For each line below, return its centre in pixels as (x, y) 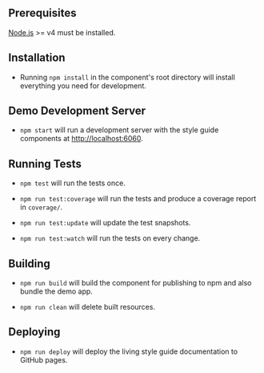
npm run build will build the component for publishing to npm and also (136, 283)
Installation (37, 58)
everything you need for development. (83, 85)
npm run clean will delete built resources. (88, 307)
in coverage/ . (41, 207)
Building (29, 264)
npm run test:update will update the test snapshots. (105, 223)
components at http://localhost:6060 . (81, 139)
